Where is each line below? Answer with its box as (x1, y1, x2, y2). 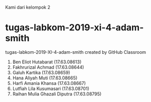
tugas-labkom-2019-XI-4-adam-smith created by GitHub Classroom (5, 49, 146, 55)
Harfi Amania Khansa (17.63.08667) (12, 80, 86, 86)
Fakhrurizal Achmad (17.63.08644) (12, 64, 85, 70)
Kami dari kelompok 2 (5, 5, 50, 10)
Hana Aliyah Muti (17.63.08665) (12, 75, 78, 81)
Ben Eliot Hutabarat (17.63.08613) (12, 59, 82, 65)
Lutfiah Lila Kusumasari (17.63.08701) (12, 85, 90, 91)
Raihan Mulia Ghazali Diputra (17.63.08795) (12, 90, 102, 97)
